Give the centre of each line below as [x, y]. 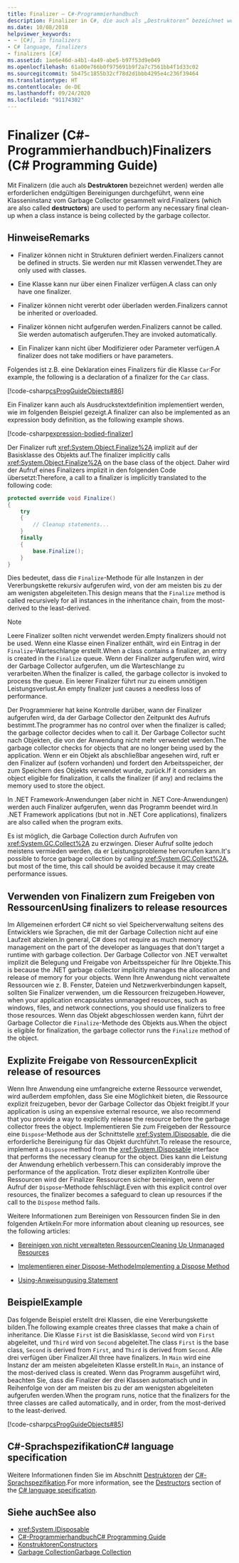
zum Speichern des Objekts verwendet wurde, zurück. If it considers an [112, 770]
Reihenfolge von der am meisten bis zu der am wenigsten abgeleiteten [111, 1387]
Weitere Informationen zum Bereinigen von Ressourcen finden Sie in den [114, 1216]
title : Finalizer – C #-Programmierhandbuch [73, 14]
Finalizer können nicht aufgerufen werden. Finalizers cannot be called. [120, 326]
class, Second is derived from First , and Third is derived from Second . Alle [115, 1349]
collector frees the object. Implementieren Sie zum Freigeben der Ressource [119, 1126]
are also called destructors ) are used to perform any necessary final [108, 208]
